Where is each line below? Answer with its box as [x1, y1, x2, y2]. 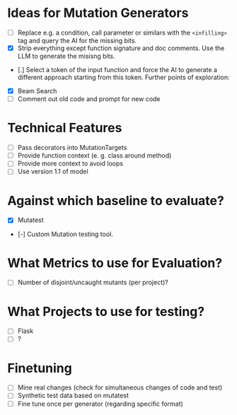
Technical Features [7, 120, 122, 136]
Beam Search [17, 87, 57, 95]
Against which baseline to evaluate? [7, 192, 224, 209]
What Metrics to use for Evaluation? [7, 255, 223, 271]
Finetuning [7, 360, 72, 376]
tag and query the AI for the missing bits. [17, 37, 137, 45]
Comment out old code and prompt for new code [17, 95, 161, 103]
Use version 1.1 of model [17, 168, 88, 176]
